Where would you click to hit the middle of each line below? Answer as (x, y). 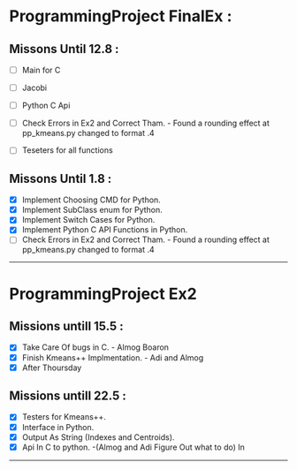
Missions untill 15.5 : (66, 326)
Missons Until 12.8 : (64, 49)
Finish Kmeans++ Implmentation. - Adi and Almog (113, 357)
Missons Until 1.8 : (61, 178)
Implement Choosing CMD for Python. (91, 200)
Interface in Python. (58, 427)
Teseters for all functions (67, 150)
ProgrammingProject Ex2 (103, 294)
